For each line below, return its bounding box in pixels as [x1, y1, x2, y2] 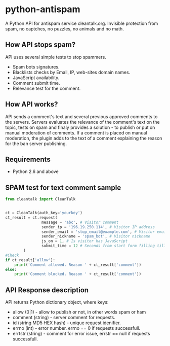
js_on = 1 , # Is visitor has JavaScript [41, 238, 128, 244]
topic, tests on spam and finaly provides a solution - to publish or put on [5, 124, 155, 130]
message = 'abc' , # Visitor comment [41, 220, 119, 225]
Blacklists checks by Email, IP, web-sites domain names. [12, 69, 131, 75]
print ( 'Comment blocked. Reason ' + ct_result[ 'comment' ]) [14, 271, 142, 277]
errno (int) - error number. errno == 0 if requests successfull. [12, 325, 141, 331]
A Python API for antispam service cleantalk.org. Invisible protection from [5, 20, 158, 26]
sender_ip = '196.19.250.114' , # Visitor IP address [41, 224, 155, 229]
